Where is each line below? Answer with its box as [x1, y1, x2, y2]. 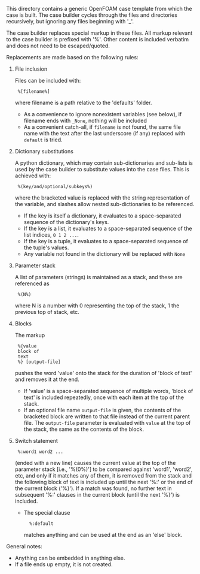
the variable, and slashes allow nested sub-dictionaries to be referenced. [14, 201, 195, 207]
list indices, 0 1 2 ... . [23, 231, 79, 238]
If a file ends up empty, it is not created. [14, 561, 113, 568]
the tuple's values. [23, 244, 69, 251]
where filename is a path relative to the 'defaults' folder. [14, 99, 152, 106]
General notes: [6, 543, 43, 550]
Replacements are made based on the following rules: [6, 54, 139, 61]
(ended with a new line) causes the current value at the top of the [14, 460, 176, 466]
